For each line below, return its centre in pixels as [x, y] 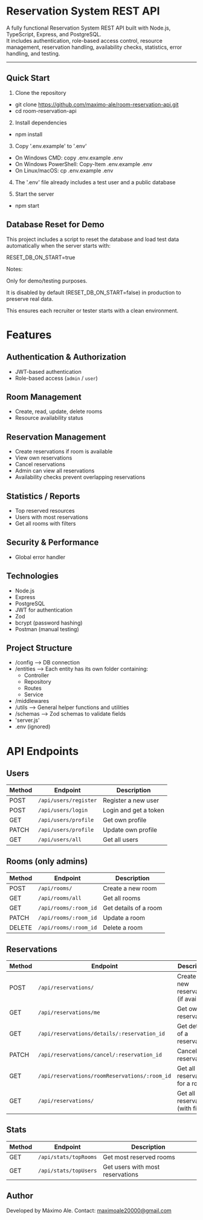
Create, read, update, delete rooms [59, 411]
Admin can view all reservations [55, 471]
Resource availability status [49, 418]
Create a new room [130, 888]
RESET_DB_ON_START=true [41, 257]
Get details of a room [132, 908]
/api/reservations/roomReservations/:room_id [105, 1076]
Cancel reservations [40, 464]
